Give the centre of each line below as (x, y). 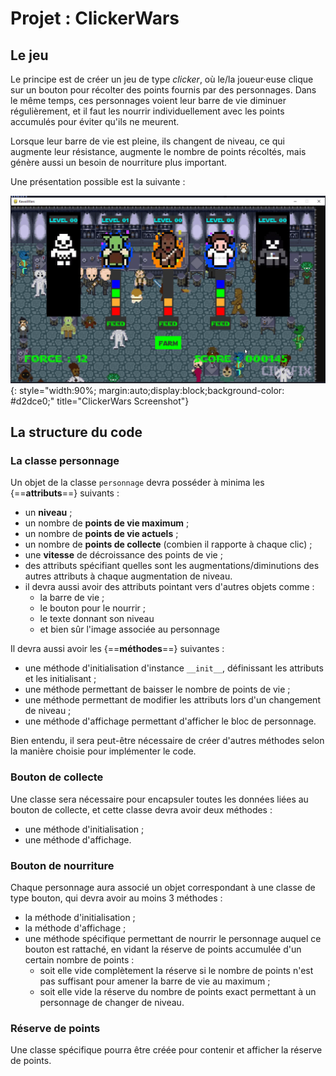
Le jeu (29, 55)
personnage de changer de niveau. (112, 1003)
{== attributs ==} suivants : (65, 493)
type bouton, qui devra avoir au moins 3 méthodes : (116, 898)
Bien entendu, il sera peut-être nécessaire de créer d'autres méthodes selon (167, 741)
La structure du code (76, 432)
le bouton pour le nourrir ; (92, 608)
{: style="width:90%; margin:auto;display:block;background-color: (147, 390)
